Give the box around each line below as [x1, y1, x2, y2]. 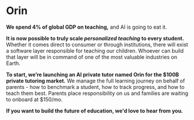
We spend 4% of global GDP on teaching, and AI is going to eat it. [6, 23, 167, 30]
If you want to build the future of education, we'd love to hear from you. [6, 107, 183, 114]
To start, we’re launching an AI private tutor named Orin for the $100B [6, 71, 179, 78]
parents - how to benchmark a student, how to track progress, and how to [6, 83, 185, 90]
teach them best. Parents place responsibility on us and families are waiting [6, 90, 189, 97]
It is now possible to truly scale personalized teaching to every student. [6, 35, 185, 42]
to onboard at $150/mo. [6, 95, 63, 103]
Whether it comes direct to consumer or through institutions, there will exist [6, 41, 189, 48]
